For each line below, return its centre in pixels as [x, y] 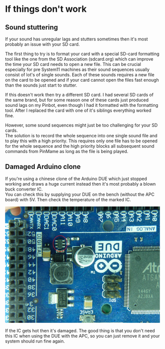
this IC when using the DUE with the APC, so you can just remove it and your [82, 336]
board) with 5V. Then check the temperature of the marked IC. [68, 199]
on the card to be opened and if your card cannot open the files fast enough [82, 80]
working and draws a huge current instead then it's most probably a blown [81, 184]
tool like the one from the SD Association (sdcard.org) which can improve [79, 59]
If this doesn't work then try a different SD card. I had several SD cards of [79, 95]
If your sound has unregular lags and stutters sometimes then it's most [77, 39]
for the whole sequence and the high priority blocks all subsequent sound [80, 146]
